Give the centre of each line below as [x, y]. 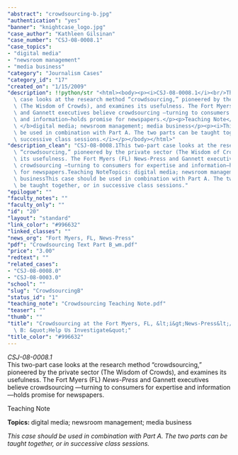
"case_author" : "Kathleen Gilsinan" [61, 34]
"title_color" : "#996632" [45, 337]
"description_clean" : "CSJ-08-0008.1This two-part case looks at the [112, 146]
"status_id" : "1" [33, 297]
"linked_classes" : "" [39, 231]
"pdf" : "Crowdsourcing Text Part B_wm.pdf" [73, 245]
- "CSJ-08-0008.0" [34, 271]
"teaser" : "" [27, 310]
